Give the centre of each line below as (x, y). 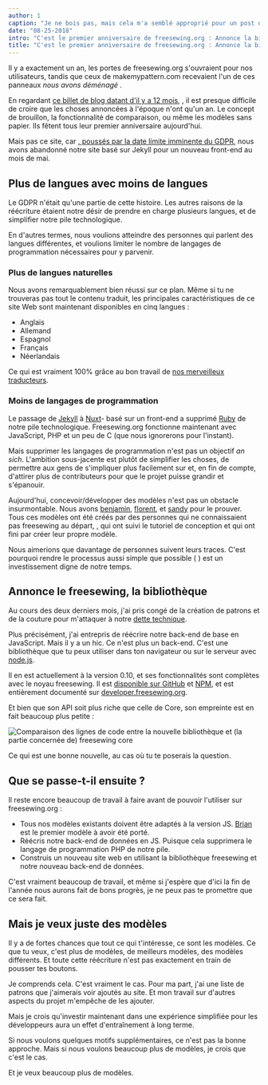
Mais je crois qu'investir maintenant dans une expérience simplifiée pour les (133, 1016)
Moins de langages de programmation (83, 401)
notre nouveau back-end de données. (82, 866)
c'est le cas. (28, 1057)
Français (34, 348)
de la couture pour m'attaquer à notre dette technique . (98, 619)
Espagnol (35, 339)
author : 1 (25, 16)
